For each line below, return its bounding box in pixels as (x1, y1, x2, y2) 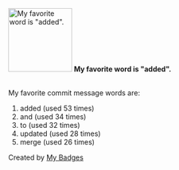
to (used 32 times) (19, 121, 81, 129)
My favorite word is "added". (73, 64, 172, 74)
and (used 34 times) (19, 112, 87, 122)
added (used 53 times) (19, 103, 95, 113)
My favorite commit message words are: (8, 88, 141, 98)
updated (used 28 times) (19, 129, 101, 138)
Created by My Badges (8, 153, 84, 162)
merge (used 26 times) (19, 137, 95, 146)
